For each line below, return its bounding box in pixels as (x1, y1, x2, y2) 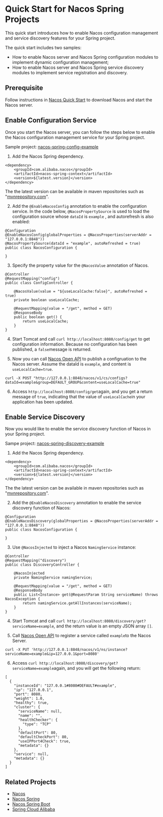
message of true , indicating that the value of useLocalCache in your (12, 393, 145, 399)
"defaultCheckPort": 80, (18, 734, 69, 740)
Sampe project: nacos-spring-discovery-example (5, 441, 104, 447)
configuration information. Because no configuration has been (12, 341, 138, 347)
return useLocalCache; (22, 319, 69, 323)
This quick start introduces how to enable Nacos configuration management (5, 30, 158, 36)
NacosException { (5, 597, 41, 602)
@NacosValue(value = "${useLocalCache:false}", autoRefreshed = (14, 289, 147, 294)
